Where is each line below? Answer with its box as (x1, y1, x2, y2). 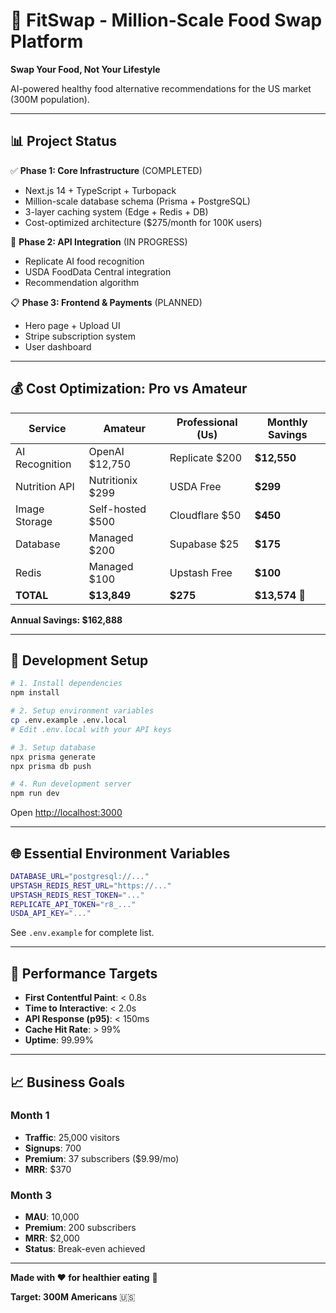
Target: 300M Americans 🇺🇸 (10, 1291, 136, 1303)
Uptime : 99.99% (24, 1034, 94, 1046)
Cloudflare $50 (169, 508, 242, 522)
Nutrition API (15, 479, 75, 493)
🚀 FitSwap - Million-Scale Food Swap (10, 9, 323, 32)
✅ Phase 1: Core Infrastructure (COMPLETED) (10, 164, 203, 176)
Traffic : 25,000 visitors (24, 1131, 120, 1143)
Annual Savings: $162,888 (10, 614, 123, 626)
